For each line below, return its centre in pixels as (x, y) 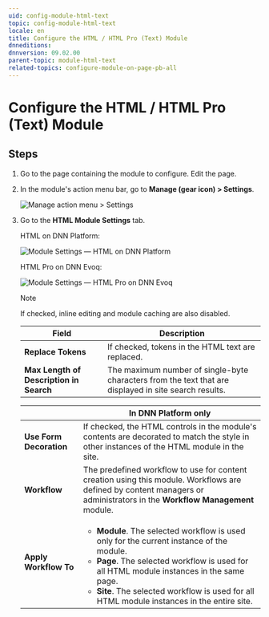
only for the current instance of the (162, 541)
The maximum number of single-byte (178, 370)
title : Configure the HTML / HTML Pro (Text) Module (98, 38)
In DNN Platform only (170, 412)
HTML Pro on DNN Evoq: (61, 266)
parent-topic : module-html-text (62, 61)
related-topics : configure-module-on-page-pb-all (93, 68)
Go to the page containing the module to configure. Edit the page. (128, 173)
